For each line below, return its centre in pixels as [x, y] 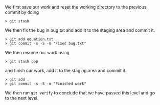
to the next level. [22, 98]
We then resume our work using [37, 52]
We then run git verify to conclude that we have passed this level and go [80, 93]
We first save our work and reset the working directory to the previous [76, 7]
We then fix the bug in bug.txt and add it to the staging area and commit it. [80, 30]
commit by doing [22, 12]
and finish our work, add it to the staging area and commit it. [66, 71]
